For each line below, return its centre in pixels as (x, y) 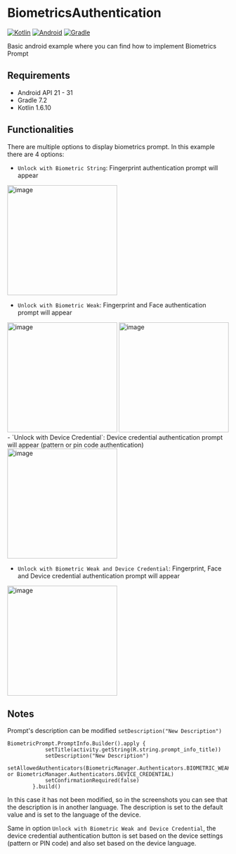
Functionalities (40, 130)
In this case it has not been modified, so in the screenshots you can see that (118, 800)
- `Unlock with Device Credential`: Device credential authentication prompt (115, 437)
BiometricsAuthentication (84, 13)
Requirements (39, 76)
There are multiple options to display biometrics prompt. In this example (111, 146)
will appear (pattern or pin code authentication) (76, 445)
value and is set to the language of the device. (74, 815)
